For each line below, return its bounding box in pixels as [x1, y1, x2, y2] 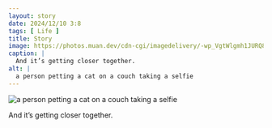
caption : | [8, 49, 45, 58]
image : [8, 42, 31, 50]
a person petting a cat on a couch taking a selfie [15, 72, 194, 80]
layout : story [8, 11, 57, 20]
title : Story [8, 34, 53, 43]
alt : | [8, 65, 31, 73]
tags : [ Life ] [8, 27, 60, 35]
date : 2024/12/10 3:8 [8, 19, 82, 28]
